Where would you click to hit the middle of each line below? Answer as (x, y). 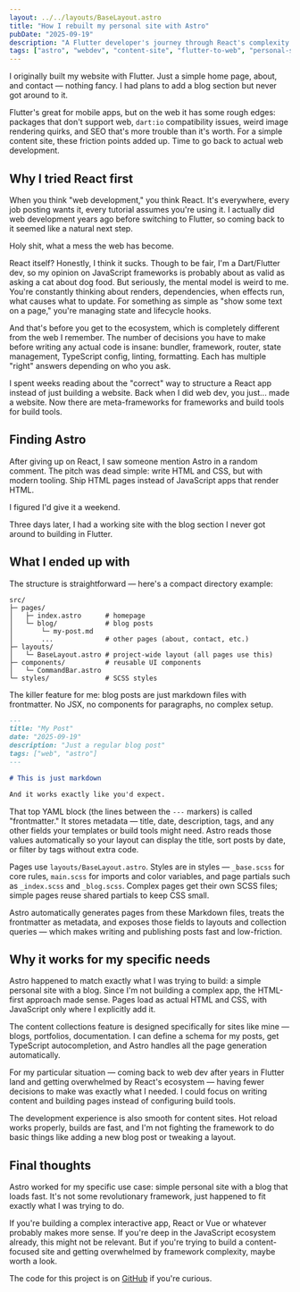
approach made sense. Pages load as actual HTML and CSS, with (146, 1000)
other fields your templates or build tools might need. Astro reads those (141, 830)
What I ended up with (70, 562)
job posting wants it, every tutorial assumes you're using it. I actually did (142, 209)
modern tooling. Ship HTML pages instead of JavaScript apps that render (144, 480)
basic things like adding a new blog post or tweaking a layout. (123, 1137)
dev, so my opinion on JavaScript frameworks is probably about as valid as (147, 273)
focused (25, 1252)
